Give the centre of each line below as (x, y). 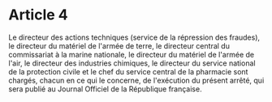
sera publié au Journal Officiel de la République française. (105, 89)
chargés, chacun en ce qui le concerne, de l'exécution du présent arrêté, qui (136, 80)
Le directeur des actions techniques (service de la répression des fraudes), (134, 37)
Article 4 (39, 15)
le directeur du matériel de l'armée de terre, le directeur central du (119, 45)
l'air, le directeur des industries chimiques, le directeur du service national (132, 63)
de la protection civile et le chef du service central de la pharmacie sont (128, 71)
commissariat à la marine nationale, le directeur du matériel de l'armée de (131, 54)
